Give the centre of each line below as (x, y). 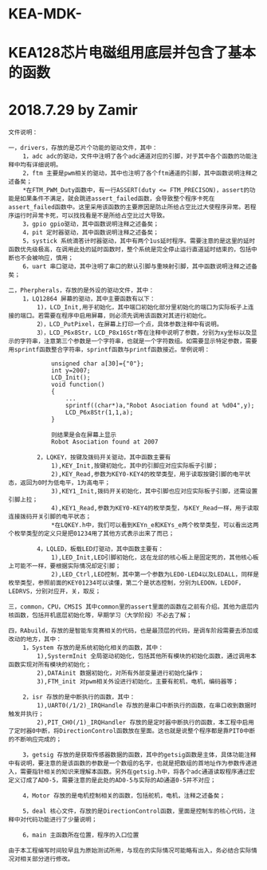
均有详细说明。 (41, 165)
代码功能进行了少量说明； (62, 820)
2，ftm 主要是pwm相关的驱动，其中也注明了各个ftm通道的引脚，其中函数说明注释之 (140, 173)
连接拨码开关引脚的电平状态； (50, 517)
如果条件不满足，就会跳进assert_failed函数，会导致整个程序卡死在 (117, 199)
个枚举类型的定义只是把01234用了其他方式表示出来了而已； (92, 534)
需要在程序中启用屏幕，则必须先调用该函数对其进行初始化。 (127, 316)
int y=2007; (71, 371)
